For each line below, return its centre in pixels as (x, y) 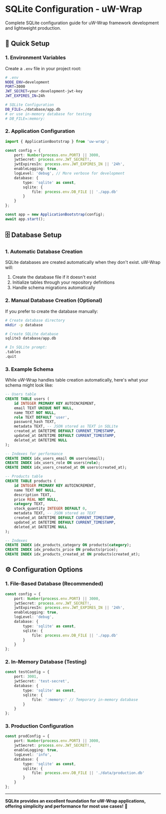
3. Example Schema (29, 369)
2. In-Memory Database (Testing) (46, 662)
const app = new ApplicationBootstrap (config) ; (55, 214)
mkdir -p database (24, 325)
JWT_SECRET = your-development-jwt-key (44, 91)
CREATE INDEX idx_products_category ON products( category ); (68, 545)
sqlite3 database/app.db (31, 339)
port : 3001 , (26, 677)
